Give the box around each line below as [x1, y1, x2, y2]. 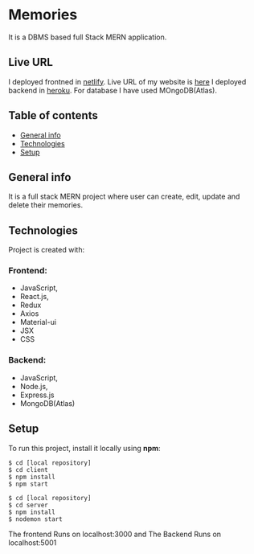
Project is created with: [8, 245, 85, 255]
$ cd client [8, 466, 48, 474]
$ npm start [8, 480, 48, 488]
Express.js [19, 390, 55, 400]
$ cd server [8, 501, 48, 509]
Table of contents [8, 109, 98, 122]
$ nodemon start [8, 515, 63, 523]
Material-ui [19, 318, 57, 327]
